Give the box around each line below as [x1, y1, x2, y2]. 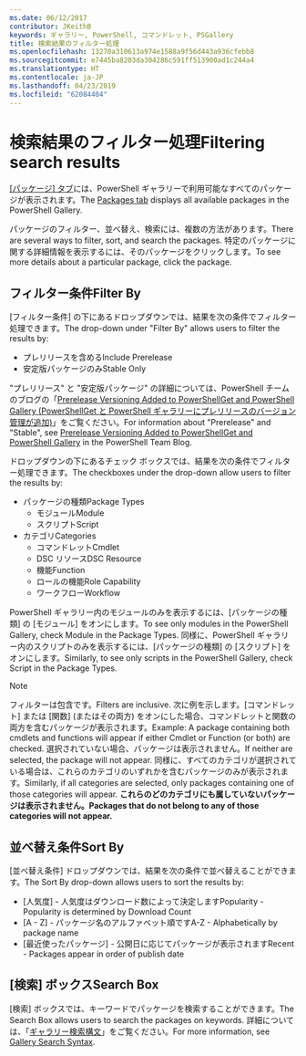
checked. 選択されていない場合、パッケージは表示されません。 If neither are [9, 743, 293, 754]
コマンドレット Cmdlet [36, 542, 120, 553]
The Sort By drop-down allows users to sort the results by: [24, 877, 244, 888]
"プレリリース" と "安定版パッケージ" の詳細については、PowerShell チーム [9, 382, 290, 393]
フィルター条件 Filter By [9, 285, 141, 301]
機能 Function [36, 565, 86, 576]
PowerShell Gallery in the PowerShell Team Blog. [9, 437, 193, 448]
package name [22, 927, 79, 938]
